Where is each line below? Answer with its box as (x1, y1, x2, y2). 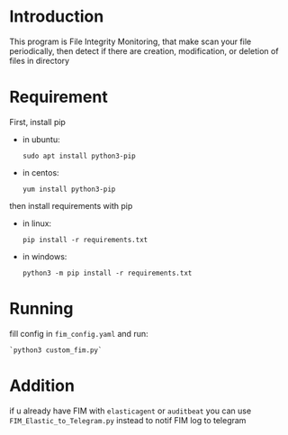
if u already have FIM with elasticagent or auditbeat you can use (9, 405, 252, 416)
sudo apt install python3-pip (22, 151, 137, 160)
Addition (9, 376, 75, 395)
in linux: (22, 218, 52, 229)
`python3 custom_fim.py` (9, 345, 103, 355)
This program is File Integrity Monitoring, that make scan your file (9, 36, 252, 47)
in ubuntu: (22, 133, 60, 145)
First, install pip (9, 116, 66, 127)
